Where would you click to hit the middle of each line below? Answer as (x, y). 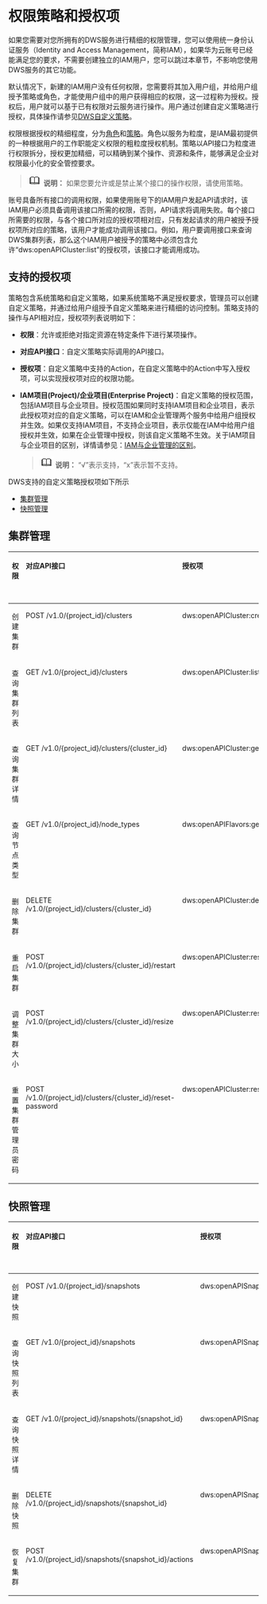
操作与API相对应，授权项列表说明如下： (73, 317)
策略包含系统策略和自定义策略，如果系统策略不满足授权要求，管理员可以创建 (133, 297)
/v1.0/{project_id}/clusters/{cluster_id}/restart (101, 965)
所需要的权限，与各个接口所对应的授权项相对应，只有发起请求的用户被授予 (130, 219)
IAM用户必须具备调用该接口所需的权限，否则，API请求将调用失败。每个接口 (132, 210)
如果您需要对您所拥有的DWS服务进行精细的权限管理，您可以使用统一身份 (128, 40)
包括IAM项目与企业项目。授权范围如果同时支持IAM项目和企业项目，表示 (137, 405)
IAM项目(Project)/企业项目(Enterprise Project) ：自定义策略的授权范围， (139, 395)
